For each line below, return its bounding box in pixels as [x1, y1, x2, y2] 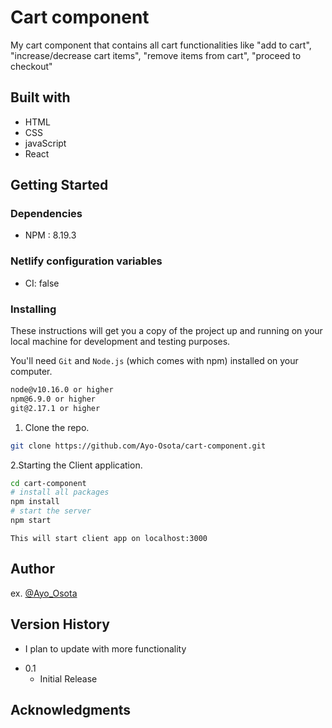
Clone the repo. [24, 421, 90, 433]
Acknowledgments [10, 701, 132, 718]
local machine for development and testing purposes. [10, 336, 231, 348]
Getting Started [10, 177, 109, 194]
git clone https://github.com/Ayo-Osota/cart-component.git [10, 441, 267, 451]
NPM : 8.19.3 [24, 229, 77, 241]
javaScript [24, 137, 67, 149]
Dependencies [10, 207, 83, 221]
